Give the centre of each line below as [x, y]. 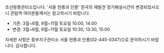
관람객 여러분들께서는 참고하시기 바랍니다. [50, 13]
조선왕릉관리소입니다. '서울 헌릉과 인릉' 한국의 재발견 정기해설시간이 [70, 7]
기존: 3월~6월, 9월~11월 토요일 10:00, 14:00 [54, 23]
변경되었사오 [147, 7]
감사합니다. [26, 46]
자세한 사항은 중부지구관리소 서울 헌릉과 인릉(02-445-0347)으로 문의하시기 [78, 40]
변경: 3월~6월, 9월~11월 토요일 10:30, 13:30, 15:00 [61, 29]
